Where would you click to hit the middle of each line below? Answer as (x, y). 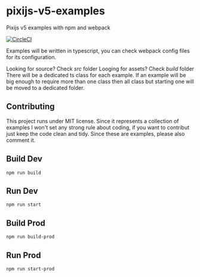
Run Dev (22, 191)
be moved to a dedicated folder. (45, 87)
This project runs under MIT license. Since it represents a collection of (93, 121)
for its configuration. (31, 57)
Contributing (30, 107)
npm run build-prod (30, 237)
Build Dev (24, 159)
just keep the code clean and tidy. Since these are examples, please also (96, 133)
